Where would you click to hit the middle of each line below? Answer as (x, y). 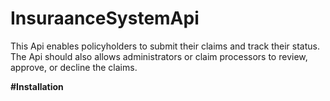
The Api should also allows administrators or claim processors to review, (159, 56)
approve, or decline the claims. (74, 67)
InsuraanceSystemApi (105, 18)
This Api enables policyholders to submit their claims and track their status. (165, 46)
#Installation (37, 86)
